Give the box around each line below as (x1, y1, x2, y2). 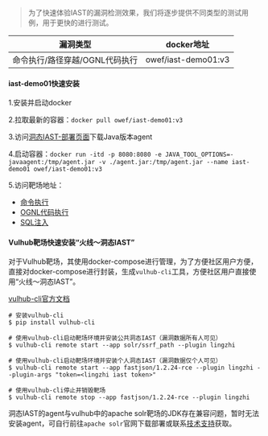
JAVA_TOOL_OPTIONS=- (164, 150, 234, 159)
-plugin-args (8, 371, 52, 379)
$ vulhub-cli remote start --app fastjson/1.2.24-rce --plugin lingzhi (8, 364, 254, 372)
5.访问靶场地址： (8, 180, 64, 190)
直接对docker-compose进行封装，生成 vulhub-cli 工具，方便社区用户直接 (8, 267, 249, 277)
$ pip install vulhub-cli (8, 319, 95, 327)
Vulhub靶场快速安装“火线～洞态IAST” (8, 237, 135, 247)
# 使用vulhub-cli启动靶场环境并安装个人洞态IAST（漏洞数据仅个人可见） (8, 357, 222, 365)
